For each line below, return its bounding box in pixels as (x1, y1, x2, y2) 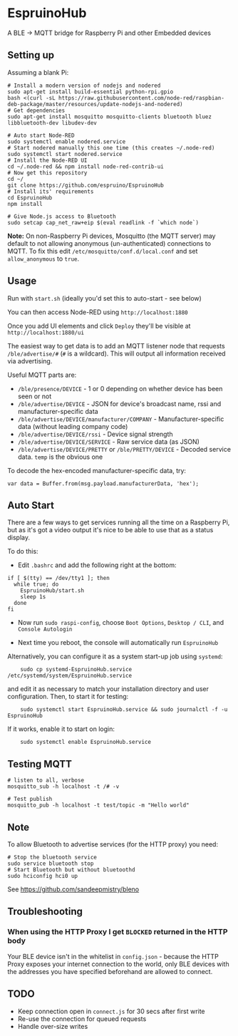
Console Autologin (17, 626, 73, 633)
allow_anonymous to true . (7, 254, 80, 263)
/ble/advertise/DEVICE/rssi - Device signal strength (17, 430, 173, 438)
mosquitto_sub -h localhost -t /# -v (7, 783, 120, 790)
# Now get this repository (7, 169, 88, 176)
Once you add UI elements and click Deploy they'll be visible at (7, 321, 191, 330)
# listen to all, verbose (7, 777, 84, 784)
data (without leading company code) (17, 422, 128, 430)
